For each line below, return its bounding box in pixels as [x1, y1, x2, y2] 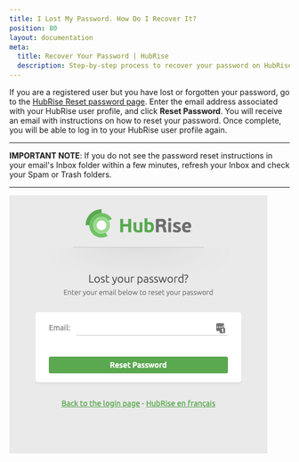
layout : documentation [9, 33, 93, 42]
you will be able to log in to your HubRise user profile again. [9, 125, 228, 135]
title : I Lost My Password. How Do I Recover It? [9, 14, 198, 23]
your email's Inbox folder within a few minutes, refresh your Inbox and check [9, 160, 290, 170]
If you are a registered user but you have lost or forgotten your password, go [9, 87, 290, 97]
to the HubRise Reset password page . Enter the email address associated [9, 96, 279, 107]
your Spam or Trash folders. [9, 169, 112, 180]
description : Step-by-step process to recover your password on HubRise [17, 61, 293, 70]
